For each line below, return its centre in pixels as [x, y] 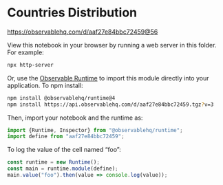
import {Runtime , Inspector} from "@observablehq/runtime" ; [95, 130]
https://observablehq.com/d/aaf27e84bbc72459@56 [83, 32]
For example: [26, 52]
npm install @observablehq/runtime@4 [61, 98]
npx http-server [30, 65]
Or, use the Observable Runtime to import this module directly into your [108, 78]
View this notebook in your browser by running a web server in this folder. [112, 45]
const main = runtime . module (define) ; [63, 169]
